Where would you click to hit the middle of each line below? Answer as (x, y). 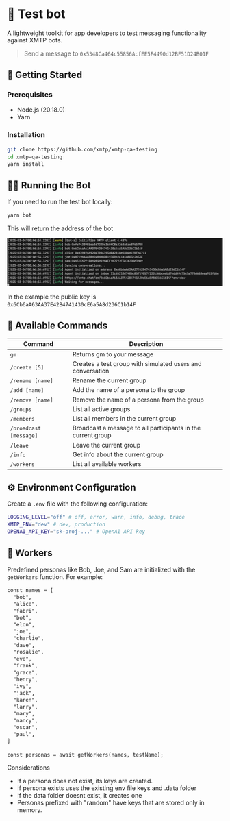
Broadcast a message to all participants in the (137, 428)
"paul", (24, 734)
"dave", (24, 645)
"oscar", (26, 727)
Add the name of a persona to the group (129, 390)
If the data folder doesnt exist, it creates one (79, 795)
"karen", (26, 700)
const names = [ (30, 590)
